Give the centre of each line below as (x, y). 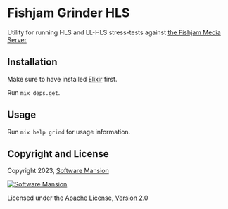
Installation (32, 62)
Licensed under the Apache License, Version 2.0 (78, 198)
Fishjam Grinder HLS (69, 13)
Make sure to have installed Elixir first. (62, 79)
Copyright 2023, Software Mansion (58, 171)
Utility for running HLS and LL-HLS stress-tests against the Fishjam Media (114, 32)
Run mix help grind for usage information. (69, 132)
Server (17, 39)
